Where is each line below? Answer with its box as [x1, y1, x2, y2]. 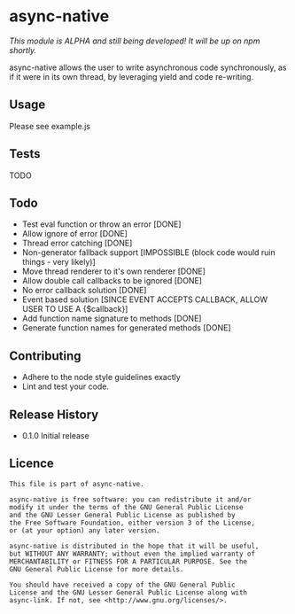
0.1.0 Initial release [21, 431, 90, 440]
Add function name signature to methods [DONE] [21, 313, 202, 324]
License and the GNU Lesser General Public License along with [9, 587, 248, 597]
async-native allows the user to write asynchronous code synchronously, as [9, 62, 287, 73]
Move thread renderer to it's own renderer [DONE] [21, 266, 206, 276]
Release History [9, 407, 99, 422]
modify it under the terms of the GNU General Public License [9, 502, 244, 511]
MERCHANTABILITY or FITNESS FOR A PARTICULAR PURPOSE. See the [9, 556, 248, 566]
